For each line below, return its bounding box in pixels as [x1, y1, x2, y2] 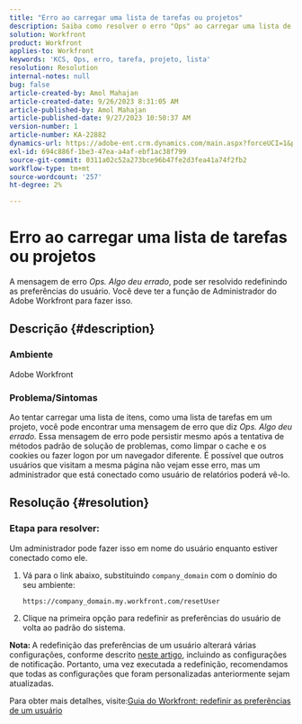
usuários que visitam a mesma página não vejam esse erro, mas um [9, 460, 261, 471]
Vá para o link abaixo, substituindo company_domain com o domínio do [22, 569, 278, 581]
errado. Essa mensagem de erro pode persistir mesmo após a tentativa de [9, 431, 285, 442]
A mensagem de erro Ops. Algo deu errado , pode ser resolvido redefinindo [9, 276, 288, 287]
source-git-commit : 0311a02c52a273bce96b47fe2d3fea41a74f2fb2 [9, 155, 247, 165]
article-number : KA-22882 [9, 131, 106, 140]
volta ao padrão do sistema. [22, 622, 126, 633]
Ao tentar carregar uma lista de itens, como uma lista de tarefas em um [9, 412, 272, 423]
